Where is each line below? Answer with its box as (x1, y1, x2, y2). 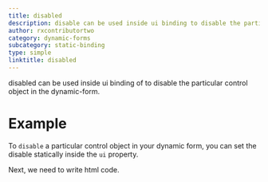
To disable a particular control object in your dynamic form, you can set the (8, 140, 257, 150)
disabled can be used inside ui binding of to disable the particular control (8, 77, 249, 88)
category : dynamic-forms (8, 34, 91, 42)
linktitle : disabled (8, 57, 77, 65)
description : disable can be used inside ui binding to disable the (8, 19, 241, 27)
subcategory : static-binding (8, 42, 105, 49)
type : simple (8, 49, 52, 57)
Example (8, 115, 67, 133)
